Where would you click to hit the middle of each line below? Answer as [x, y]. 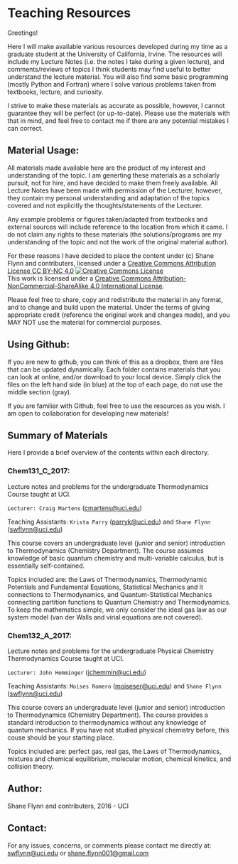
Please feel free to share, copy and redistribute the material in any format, [115, 299]
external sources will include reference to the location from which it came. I [118, 227]
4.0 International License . [127, 286]
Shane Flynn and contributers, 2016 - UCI [68, 806]
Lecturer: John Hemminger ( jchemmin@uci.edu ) [77, 672]
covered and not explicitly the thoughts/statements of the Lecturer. [105, 205]
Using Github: [38, 345]
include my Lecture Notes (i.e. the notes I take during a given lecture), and [116, 61]
